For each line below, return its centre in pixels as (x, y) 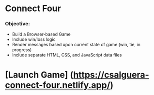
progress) (22, 50)
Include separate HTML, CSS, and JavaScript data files (67, 55)
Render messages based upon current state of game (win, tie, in (76, 45)
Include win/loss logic (34, 39)
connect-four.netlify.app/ (58, 85)
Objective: (17, 24)
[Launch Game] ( (39, 75)
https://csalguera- (111, 75)
